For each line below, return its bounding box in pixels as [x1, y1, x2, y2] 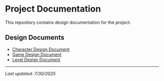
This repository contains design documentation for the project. [5, 19, 131, 25]
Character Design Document [12, 46, 70, 52]
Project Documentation [5, 3, 101, 15]
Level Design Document [12, 57, 61, 63]
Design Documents [5, 33, 64, 42]
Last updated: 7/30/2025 [5, 70, 56, 76]
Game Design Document [12, 51, 62, 57]
